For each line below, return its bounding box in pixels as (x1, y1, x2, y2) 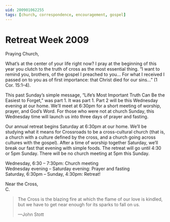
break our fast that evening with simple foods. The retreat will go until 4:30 (5, 145, 161, 151)
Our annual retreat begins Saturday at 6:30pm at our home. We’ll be (5, 123, 147, 130)
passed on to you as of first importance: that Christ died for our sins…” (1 (5, 77, 158, 83)
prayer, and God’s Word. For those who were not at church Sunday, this (5, 108, 155, 114)
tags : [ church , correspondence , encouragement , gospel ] (5, 12, 126, 17)
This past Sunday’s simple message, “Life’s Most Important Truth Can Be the (5, 92, 165, 98)
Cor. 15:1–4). (5, 82, 31, 88)
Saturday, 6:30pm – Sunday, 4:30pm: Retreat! (5, 171, 100, 177)
